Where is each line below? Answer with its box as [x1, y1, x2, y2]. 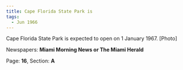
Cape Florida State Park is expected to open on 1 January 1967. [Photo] [6, 35, 177, 42]
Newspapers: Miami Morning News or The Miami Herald [6, 46, 144, 53]
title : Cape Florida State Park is [6, 8, 93, 14]
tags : [6, 14, 19, 20]
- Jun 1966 [11, 19, 38, 25]
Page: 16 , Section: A [6, 57, 55, 64]
